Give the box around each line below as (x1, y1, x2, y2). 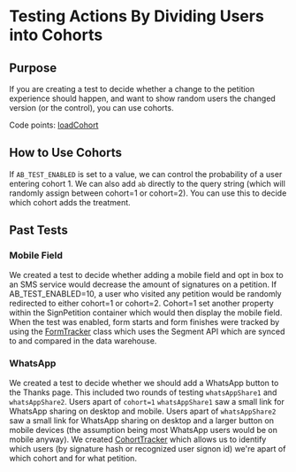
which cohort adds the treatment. (9, 197, 131, 207)
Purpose (9, 60, 57, 75)
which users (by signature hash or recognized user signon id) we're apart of (9, 443, 286, 453)
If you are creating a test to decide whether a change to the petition (9, 84, 255, 94)
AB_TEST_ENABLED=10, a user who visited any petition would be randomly (9, 288, 282, 298)
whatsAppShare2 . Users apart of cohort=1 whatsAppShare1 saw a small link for (9, 396, 285, 406)
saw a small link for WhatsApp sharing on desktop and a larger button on (9, 414, 274, 426)
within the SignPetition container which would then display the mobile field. (9, 307, 283, 318)
